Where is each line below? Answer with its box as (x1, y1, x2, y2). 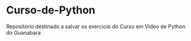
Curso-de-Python (6, 4, 96, 17)
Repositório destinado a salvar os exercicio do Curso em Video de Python (6, 23, 186, 30)
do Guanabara (6, 29, 41, 36)
